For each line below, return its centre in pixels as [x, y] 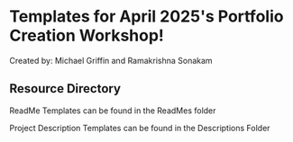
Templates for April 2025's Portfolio [146, 17]
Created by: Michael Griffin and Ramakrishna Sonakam [111, 60]
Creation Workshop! [87, 35]
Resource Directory [65, 89]
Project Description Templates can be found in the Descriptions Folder [140, 128]
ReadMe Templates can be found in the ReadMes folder [113, 111]
